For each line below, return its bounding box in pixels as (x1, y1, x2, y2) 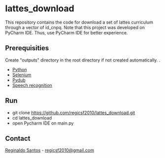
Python (12, 66, 27, 72)
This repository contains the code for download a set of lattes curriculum (5, 19, 154, 25)
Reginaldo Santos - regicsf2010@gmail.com (5, 147, 95, 153)
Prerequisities (5, 44, 49, 52)
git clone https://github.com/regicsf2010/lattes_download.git (12, 109, 135, 116)
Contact (5, 134, 31, 143)
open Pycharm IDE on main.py (12, 120, 74, 126)
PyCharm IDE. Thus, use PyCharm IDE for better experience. (5, 30, 128, 35)
